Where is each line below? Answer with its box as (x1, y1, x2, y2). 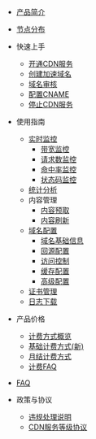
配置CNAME (28, 89, 70, 99)
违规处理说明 (28, 412, 72, 421)
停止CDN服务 (28, 100, 73, 109)
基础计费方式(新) (28, 341, 84, 351)
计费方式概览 (28, 332, 72, 341)
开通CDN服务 (28, 59, 73, 68)
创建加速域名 (28, 69, 72, 79)
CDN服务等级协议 (28, 422, 88, 432)
